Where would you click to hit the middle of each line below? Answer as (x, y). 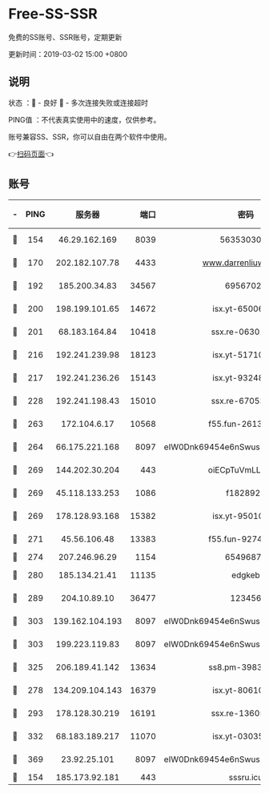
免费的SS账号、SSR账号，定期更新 (65, 37)
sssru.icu (246, 777)
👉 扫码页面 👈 (31, 154)
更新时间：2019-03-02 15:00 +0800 (68, 54)
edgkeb (246, 575)
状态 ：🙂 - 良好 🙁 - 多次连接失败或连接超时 (78, 103)
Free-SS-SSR (53, 14)
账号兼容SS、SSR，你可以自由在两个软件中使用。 (90, 136)
